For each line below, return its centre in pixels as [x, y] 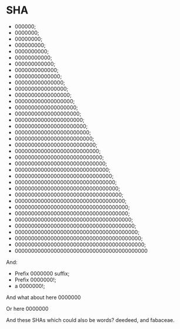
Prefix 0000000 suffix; [42, 273]
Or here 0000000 [27, 308]
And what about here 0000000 [43, 297]
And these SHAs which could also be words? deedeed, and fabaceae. [90, 320]
